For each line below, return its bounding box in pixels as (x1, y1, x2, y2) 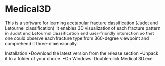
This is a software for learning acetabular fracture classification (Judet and (5, 20, 158, 26)
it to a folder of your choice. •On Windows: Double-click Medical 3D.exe (5, 55, 153, 61)
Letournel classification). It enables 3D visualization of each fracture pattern (5, 25, 161, 31)
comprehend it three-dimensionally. (5, 40, 78, 46)
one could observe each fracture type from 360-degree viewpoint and (5, 35, 149, 41)
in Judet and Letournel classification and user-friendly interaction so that (5, 30, 154, 36)
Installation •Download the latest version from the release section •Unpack (5, 50, 159, 56)
